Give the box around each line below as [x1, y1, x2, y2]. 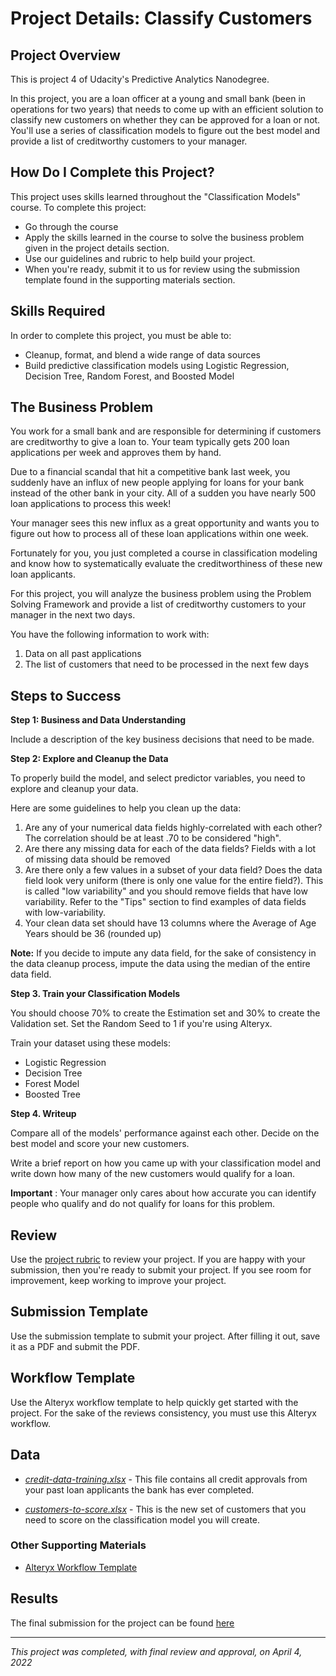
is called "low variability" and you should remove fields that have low [24, 885, 308, 897]
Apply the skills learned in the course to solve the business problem [24, 231, 305, 243]
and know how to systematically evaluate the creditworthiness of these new [10, 558, 323, 570]
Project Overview [10, 47, 121, 64]
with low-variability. [24, 907, 107, 919]
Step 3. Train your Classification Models [10, 988, 181, 1000]
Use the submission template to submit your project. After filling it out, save [10, 1330, 321, 1342]
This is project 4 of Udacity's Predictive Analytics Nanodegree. [10, 73, 270, 85]
